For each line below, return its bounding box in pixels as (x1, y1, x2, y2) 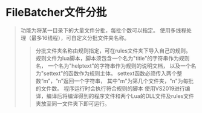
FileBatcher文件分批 (5, 5, 107, 19)
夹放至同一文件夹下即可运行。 (35, 100, 110, 107)
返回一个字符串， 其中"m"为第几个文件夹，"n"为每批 (63, 77, 194, 85)
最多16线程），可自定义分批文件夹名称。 (31, 34, 130, 41)
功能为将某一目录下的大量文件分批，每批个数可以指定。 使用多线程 (20, 27, 187, 34)
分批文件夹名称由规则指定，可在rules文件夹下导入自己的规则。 (35, 47, 192, 54)
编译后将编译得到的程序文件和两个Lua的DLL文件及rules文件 (46, 92, 195, 100)
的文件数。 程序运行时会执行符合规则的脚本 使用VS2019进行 (35, 85, 185, 92)
